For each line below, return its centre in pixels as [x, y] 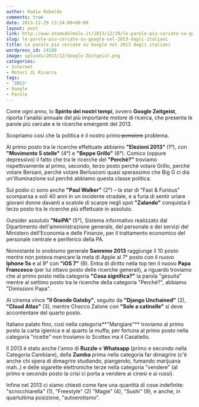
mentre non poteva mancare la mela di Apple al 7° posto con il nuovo [90, 257]
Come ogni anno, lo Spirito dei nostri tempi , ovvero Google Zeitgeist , [91, 111]
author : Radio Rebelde [34, 12]
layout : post [22, 28]
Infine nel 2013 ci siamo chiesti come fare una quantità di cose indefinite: [95, 385]
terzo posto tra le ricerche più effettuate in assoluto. [70, 209]
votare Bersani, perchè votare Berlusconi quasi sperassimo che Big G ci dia [98, 172]
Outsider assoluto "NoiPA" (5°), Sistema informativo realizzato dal [87, 220]
